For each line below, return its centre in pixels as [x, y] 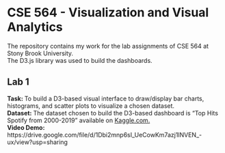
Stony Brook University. [40, 53]
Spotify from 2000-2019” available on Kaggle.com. [79, 120]
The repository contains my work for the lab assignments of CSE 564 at [108, 46]
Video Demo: [26, 127]
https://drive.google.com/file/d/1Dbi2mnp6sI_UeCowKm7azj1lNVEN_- [105, 135]
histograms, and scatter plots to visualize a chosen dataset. [91, 106]
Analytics [35, 27]
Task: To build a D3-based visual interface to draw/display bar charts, [106, 98]
